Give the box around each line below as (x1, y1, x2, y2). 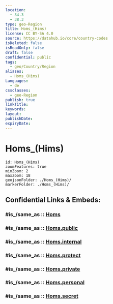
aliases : (5, 69, 24, 74)
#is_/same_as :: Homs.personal (5, 279, 85, 286)
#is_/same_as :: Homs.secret (5, 293, 79, 300)
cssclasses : (5, 87, 31, 93)
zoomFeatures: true (5, 164, 47, 169)
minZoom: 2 (5, 168, 29, 173)
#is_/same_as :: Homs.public (5, 224, 78, 231)
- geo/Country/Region (10, 64, 56, 69)
